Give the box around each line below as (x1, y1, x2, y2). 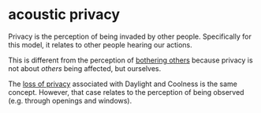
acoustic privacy (8, 6, 121, 24)
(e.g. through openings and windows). (8, 96, 132, 105)
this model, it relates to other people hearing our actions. (8, 40, 193, 49)
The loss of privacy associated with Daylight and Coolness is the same (8, 79, 238, 89)
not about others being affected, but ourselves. (8, 63, 162, 73)
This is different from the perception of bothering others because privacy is (8, 55, 254, 65)
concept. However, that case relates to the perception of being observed (8, 87, 244, 96)
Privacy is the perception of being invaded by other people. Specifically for (8, 32, 252, 41)
